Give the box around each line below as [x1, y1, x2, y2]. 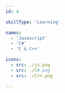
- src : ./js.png [11, 62, 50, 68]
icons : [5, 57, 22, 63]
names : [5, 30, 22, 36]
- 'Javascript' [11, 35, 48, 41]
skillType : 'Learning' [5, 19, 61, 25]
